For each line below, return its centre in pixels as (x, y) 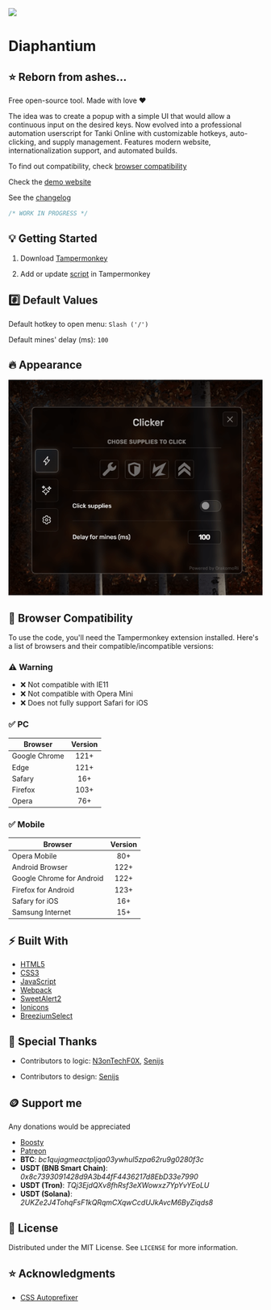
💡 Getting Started (53, 239)
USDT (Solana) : (46, 1194)
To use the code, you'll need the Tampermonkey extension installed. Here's (133, 638)
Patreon (33, 1151)
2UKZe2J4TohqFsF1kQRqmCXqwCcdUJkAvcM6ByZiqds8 (117, 1202)
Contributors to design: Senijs (69, 1077)
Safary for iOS (35, 901)
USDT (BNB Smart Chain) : (64, 1168)
